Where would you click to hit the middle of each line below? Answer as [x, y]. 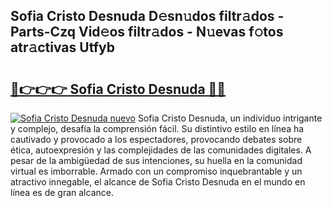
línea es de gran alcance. [62, 192]
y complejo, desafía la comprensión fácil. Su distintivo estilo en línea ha [157, 128]
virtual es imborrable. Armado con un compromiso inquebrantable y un [156, 171]
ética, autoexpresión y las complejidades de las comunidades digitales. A [161, 150]
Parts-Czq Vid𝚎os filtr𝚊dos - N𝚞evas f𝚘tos [147, 32]
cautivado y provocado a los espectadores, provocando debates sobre [156, 139]
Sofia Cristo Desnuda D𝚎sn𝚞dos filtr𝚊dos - [147, 16]
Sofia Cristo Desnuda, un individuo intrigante [230, 118]
